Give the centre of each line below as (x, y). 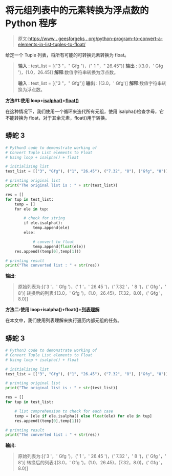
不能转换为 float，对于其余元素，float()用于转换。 (58, 118)
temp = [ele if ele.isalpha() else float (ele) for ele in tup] (83, 416)
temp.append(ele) (51, 228)
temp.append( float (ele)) (59, 246)
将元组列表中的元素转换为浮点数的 (77, 11)
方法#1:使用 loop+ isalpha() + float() (42, 100)
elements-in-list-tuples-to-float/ (52, 44)
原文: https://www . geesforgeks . (52, 39)
